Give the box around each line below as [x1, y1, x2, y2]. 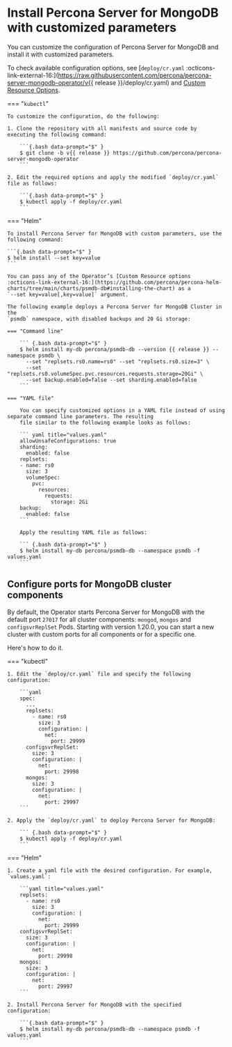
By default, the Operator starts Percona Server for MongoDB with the [7, 608, 205, 616]
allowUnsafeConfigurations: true [19, 437, 117, 444]
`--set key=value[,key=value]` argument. [7, 291, 129, 298]
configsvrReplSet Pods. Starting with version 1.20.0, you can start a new [7, 622, 215, 631]
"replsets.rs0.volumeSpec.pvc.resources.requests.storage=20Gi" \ [7, 370, 204, 377]
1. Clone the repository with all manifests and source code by [7, 125, 197, 132]
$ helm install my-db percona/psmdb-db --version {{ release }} [19, 346, 210, 353]
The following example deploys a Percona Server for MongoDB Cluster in [7, 303, 222, 310]
